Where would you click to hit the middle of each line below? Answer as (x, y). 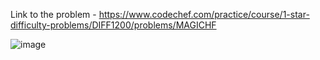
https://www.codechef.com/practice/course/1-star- (204, 14)
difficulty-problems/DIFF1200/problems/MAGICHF (113, 25)
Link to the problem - (53, 14)
